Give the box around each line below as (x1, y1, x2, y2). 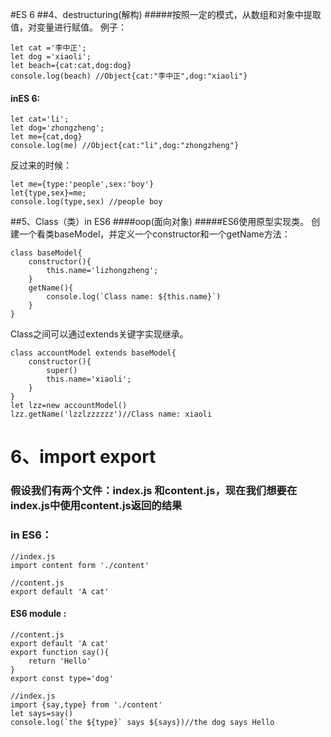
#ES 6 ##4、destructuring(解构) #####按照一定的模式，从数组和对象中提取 (10, 9, 322, 20)
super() (46, 366, 78, 376)
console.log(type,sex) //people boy (10, 197, 163, 207)
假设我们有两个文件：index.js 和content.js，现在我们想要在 (10, 484, 298, 498)
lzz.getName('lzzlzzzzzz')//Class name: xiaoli (10, 409, 213, 420)
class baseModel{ (10, 248, 83, 258)
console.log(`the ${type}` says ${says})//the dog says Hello (10, 717, 275, 727)
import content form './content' (10, 560, 150, 570)
